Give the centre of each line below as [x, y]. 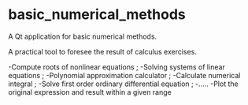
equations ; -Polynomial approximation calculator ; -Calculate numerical [124, 75]
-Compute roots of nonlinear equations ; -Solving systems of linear [117, 67]
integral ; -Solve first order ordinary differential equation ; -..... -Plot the [123, 84]
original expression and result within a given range [90, 92]
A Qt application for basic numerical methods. [83, 36]
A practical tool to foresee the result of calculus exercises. [102, 51]
